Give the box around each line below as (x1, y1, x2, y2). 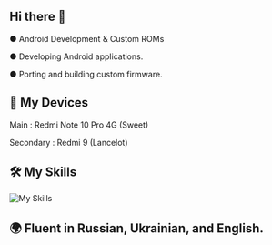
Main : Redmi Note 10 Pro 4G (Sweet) (9, 119, 149, 130)
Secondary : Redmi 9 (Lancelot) (9, 137, 129, 148)
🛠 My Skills (9, 165, 77, 180)
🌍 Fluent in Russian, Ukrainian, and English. (9, 220, 264, 236)
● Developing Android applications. (9, 51, 144, 62)
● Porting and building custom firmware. (9, 68, 163, 79)
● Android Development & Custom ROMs (9, 33, 165, 44)
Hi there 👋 (9, 9, 66, 25)
